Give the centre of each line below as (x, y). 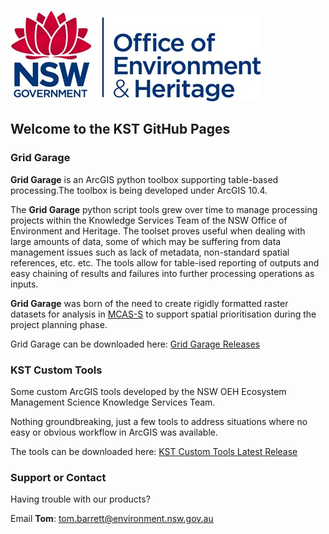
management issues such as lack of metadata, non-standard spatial (150, 252)
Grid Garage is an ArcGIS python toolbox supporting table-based (144, 179)
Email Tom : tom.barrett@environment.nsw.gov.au (112, 519)
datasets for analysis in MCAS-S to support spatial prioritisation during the (163, 314)
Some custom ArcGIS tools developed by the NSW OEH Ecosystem (148, 391)
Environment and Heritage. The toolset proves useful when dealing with (158, 231)
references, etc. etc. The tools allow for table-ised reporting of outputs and (165, 262)
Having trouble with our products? (80, 499)
